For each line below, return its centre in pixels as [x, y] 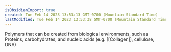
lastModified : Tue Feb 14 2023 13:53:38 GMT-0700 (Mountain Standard [80, 19]
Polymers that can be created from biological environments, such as [77, 34]
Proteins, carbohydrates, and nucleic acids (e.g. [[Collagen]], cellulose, [79, 39]
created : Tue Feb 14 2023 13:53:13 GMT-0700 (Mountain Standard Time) [81, 15]
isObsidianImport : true [30, 10]
